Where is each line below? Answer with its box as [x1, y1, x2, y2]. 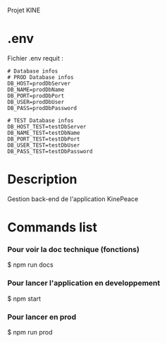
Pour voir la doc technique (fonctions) [7, 244, 140, 254]
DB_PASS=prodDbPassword [7, 104, 78, 112]
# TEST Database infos [7, 116, 74, 124]
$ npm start [7, 294, 41, 303]
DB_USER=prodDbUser [7, 98, 65, 105]
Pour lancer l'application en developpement [7, 278, 161, 288]
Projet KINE [7, 6, 41, 14]
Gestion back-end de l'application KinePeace [7, 194, 139, 203]
